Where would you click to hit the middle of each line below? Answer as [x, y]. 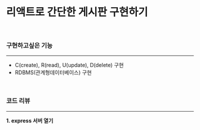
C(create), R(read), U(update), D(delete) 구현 [69, 65]
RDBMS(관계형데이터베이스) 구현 [53, 72]
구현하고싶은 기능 [29, 45]
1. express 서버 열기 [30, 121]
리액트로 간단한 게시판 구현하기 [77, 12]
